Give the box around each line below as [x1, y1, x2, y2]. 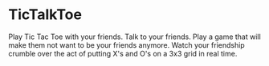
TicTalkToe [8, 6, 83, 24]
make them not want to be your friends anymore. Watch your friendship [8, 40, 245, 49]
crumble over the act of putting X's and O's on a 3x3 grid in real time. [8, 49, 238, 58]
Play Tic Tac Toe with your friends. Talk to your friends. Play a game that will [8, 32, 261, 41]
